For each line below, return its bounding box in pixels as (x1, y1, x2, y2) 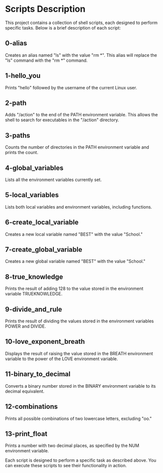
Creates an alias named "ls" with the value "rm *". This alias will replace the (5, 52, 158, 58)
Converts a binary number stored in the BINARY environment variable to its (5, 383, 156, 389)
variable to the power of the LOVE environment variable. (5, 356, 118, 362)
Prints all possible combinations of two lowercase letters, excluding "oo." (5, 416, 152, 421)
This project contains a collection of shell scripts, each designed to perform (5, 20, 158, 26)
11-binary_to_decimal (5, 370, 71, 378)
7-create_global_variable (5, 245, 82, 254)
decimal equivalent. (5, 388, 45, 394)
